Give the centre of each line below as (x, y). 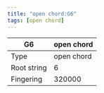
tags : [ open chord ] (36, 20)
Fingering (27, 79)
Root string (29, 68)
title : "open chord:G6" (42, 14)
